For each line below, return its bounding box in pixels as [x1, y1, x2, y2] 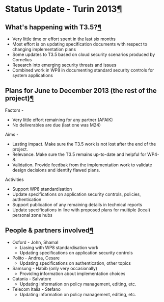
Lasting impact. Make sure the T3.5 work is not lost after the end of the [12, 141, 156, 147]
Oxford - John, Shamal [12, 239, 59, 245]
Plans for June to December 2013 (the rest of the [5, 87, 157, 95]
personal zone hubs [12, 212, 53, 218]
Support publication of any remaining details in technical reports [12, 201, 142, 207]
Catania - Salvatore [12, 276, 52, 281]
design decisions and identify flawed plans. [12, 167, 100, 173]
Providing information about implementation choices [19, 271, 126, 277]
